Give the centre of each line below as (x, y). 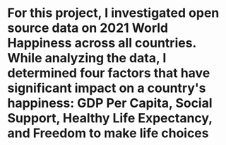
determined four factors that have (109, 73)
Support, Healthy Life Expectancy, (110, 118)
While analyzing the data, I (87, 58)
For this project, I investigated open (113, 13)
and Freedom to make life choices (108, 133)
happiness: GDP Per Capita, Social (110, 103)
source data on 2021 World (88, 28)
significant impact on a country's (107, 88)
